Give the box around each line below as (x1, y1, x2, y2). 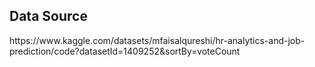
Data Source (9, 8, 88, 25)
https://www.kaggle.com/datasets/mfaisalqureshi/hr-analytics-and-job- (9, 34, 306, 46)
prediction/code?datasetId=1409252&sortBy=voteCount (9, 45, 241, 57)
